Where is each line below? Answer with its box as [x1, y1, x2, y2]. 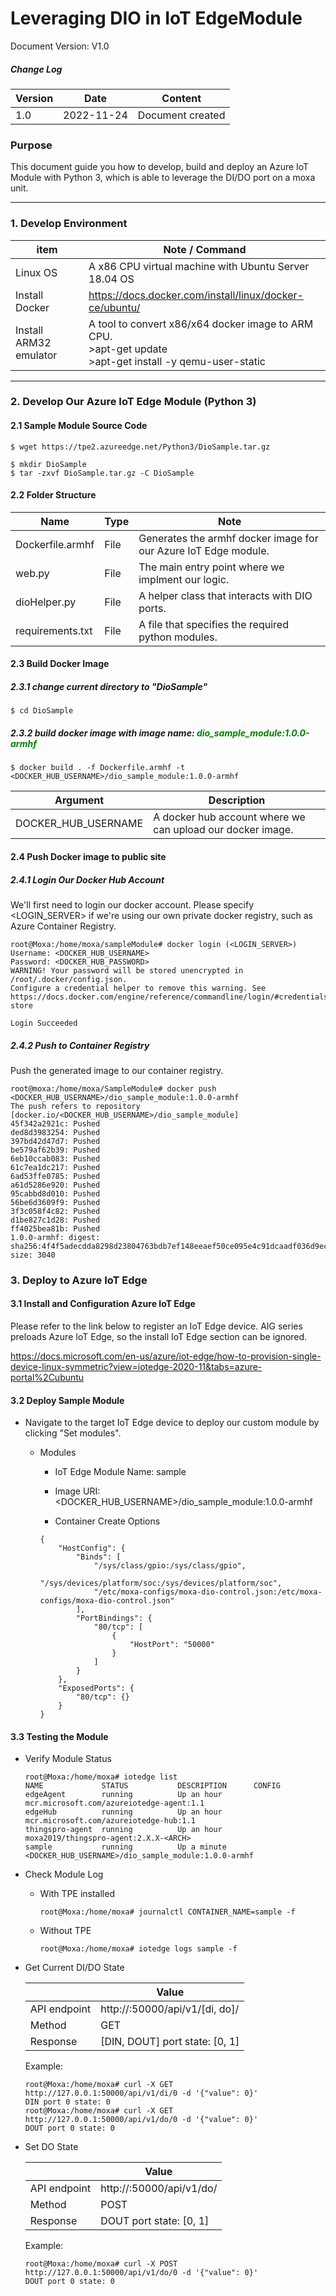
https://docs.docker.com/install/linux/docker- [88, 288, 304, 302]
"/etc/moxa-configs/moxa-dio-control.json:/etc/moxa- [93, 1587, 323, 1597]
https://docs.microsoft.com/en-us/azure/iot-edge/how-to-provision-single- [10, 1350, 322, 1362]
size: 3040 [10, 1250, 56, 1260]
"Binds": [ [75, 1552, 122, 1562]
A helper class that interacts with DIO [138, 588, 313, 602]
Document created [137, 108, 226, 122]
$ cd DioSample [10, 706, 74, 716]
